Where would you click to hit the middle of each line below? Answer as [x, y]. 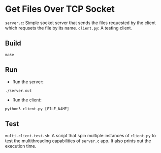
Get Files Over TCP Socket [60, 9]
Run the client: [27, 100]
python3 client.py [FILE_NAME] [37, 109]
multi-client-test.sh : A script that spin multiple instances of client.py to [80, 136]
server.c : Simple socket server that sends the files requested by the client [80, 23]
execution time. [21, 146]
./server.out [18, 91]
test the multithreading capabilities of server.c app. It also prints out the [78, 141]
